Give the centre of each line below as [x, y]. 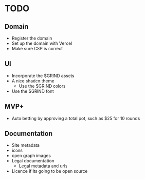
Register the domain [32, 38]
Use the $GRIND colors [42, 86]
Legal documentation [33, 161]
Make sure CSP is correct [37, 49]
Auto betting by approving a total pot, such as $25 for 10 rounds [76, 118]
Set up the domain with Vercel [42, 43]
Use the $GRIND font [33, 91]
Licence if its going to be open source [50, 171]
